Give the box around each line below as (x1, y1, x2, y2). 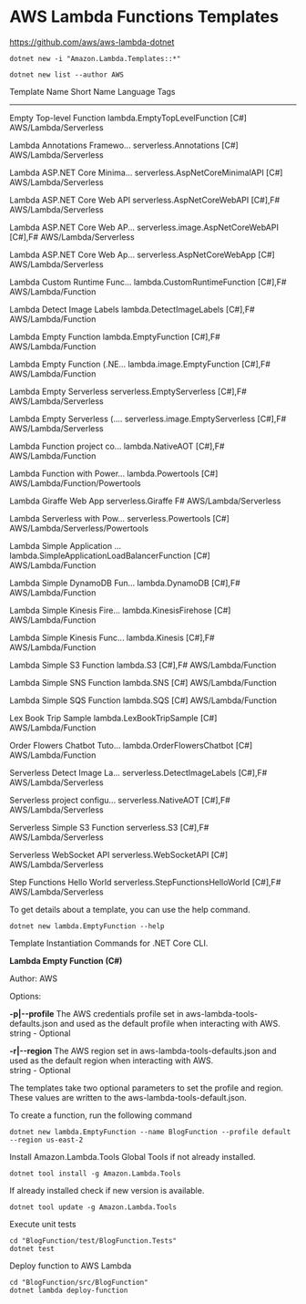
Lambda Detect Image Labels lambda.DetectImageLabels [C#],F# (9, 304, 255, 315)
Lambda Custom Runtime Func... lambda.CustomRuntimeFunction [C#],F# (9, 276, 287, 287)
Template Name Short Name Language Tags (9, 86, 176, 97)
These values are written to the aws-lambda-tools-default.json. (9, 1092, 248, 1102)
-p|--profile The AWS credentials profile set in (9, 1008, 184, 1019)
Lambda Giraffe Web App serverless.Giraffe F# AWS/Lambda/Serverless (9, 495, 281, 506)
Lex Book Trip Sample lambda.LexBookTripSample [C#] (9, 712, 218, 723)
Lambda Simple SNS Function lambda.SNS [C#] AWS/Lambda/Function (9, 677, 278, 688)
